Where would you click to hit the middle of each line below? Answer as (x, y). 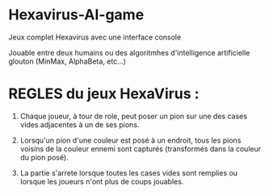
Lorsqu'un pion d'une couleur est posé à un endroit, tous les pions (130, 140)
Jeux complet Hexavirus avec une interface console (95, 37)
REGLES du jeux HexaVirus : (104, 94)
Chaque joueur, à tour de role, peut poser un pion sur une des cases (134, 116)
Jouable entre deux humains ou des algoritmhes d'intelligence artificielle (129, 52)
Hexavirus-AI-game (76, 15)
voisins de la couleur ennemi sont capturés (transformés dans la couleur (140, 149)
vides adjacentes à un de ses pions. (80, 124)
